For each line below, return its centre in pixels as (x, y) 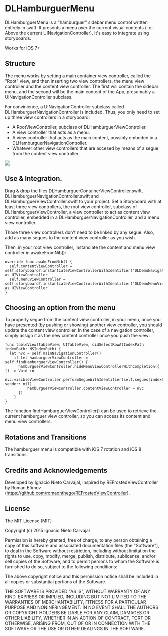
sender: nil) (19, 384)
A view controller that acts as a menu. (51, 132)
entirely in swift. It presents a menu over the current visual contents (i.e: (79, 27)
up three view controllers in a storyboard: (48, 117)
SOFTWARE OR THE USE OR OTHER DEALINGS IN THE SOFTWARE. (75, 628)
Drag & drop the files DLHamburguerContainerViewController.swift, (74, 191)
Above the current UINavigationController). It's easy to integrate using (77, 33)
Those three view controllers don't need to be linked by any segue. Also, (80, 232)
